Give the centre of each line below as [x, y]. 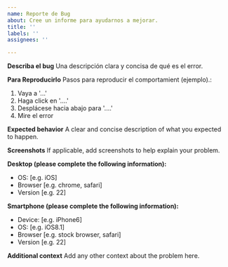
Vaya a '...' [32, 93]
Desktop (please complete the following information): [87, 164]
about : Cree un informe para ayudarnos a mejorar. [83, 20]
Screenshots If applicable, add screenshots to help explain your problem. [114, 150]
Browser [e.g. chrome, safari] [60, 185]
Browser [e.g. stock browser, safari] [69, 235]
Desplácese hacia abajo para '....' [65, 108]
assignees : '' [28, 40]
